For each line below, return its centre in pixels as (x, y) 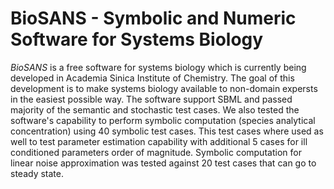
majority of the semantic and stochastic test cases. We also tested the (155, 109)
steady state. (37, 173)
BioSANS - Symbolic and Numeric (153, 18)
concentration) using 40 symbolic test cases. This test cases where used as (167, 131)
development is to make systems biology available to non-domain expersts (164, 88)
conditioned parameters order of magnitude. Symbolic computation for (156, 152)
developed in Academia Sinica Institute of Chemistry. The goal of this (152, 78)
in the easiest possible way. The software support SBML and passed (151, 99)
